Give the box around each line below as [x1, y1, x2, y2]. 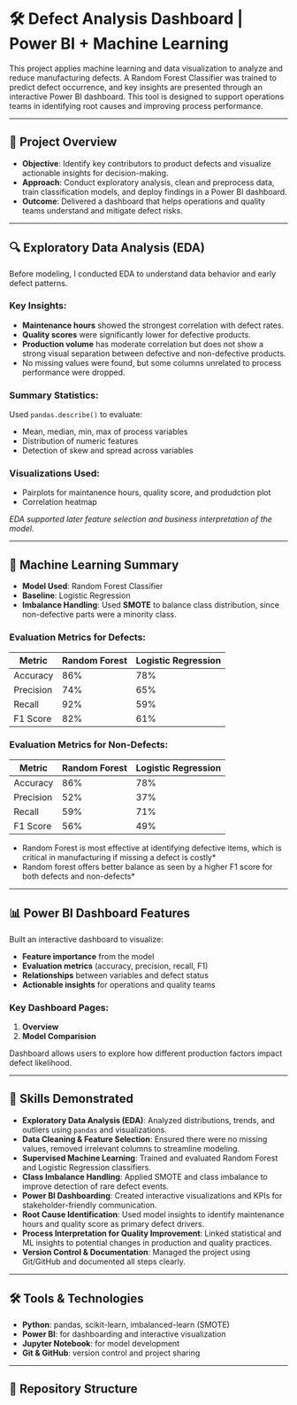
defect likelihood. [9, 1057, 72, 1067]
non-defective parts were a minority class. [21, 609, 177, 620]
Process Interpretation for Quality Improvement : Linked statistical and [21, 1228, 282, 1238]
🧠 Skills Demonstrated [9, 1091, 134, 1106]
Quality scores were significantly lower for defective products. [21, 329, 252, 339]
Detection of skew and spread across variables [21, 446, 194, 456]
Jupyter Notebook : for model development [21, 1338, 179, 1348]
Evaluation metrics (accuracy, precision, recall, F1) [21, 960, 209, 971]
